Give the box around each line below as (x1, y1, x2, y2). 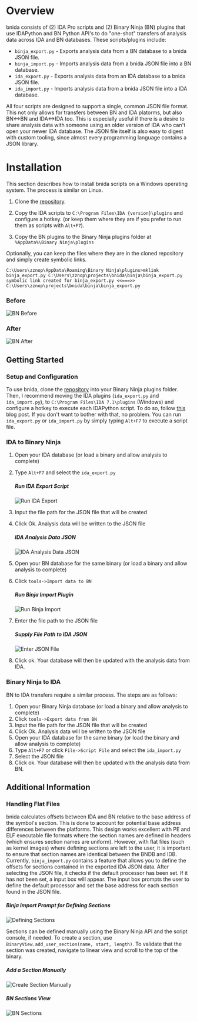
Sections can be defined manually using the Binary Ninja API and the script (6, 928, 188, 935)
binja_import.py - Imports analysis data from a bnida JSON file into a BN (14, 60, 192, 67)
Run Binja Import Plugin (14, 591, 74, 598)
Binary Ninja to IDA (6, 678, 61, 686)
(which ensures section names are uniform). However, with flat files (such (6, 838, 185, 845)
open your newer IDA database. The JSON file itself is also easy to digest (6, 128, 183, 135)
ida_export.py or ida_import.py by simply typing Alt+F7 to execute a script (6, 417, 188, 424)
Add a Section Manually (6, 966, 66, 973)
